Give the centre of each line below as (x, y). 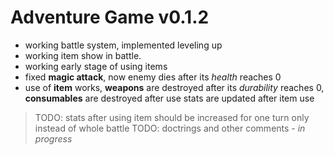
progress (53, 138)
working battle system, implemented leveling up (123, 45)
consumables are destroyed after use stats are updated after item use (169, 98)
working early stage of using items (96, 66)
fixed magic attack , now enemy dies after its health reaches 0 (153, 77)
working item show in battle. (83, 55)
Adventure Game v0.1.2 (110, 17)
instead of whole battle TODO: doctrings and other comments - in (170, 128)
